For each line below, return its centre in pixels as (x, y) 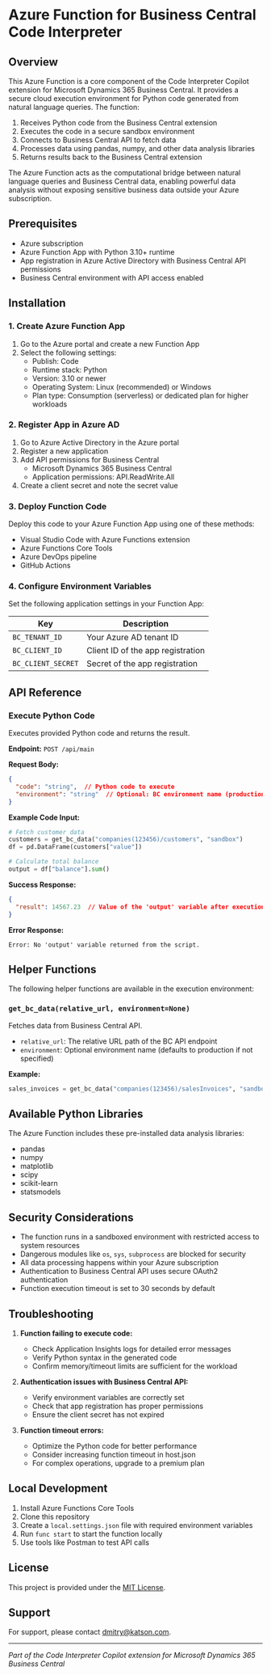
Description (146, 624)
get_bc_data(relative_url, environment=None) (100, 1009)
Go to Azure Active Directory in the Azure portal (100, 442)
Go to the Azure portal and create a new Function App (110, 344)
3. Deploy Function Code (58, 506)
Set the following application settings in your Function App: (106, 604)
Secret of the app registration (142, 664)
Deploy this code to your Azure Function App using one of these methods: (131, 524)
